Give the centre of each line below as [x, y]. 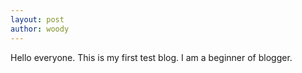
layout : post [37, 19]
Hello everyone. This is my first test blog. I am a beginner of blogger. [151, 57]
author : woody [40, 29]
